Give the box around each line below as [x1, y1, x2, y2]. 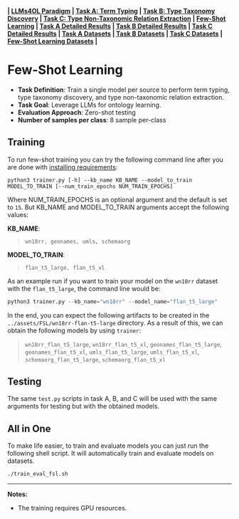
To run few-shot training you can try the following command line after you [7, 155, 224, 164]
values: [7, 210, 28, 219]
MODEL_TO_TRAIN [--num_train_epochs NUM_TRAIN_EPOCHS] [7, 182, 174, 190]
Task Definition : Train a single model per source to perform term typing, [17, 85, 230, 94]
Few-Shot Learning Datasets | [7, 37, 98, 46]
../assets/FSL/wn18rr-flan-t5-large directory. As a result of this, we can [7, 318, 223, 327]
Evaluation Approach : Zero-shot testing [17, 108, 137, 117]
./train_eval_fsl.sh [7, 471, 69, 478]
